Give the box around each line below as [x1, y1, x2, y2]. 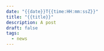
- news [11, 36, 28, 42]
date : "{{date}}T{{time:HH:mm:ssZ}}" [6, 8, 99, 15]
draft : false [6, 25, 38, 31]
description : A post [6, 19, 57, 25]
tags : [6, 30, 19, 36]
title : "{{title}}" [6, 14, 54, 20]
